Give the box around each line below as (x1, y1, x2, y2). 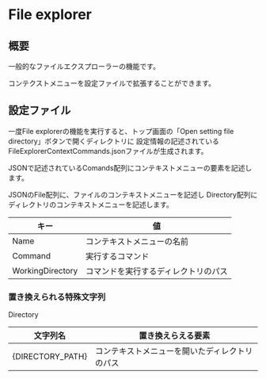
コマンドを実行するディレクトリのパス (85, 266, 228, 277)
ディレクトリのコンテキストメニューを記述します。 (8, 200, 174, 209)
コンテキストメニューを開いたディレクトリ (94, 346, 253, 357)
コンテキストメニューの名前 (85, 235, 188, 247)
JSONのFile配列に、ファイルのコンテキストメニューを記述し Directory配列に (8, 189, 258, 199)
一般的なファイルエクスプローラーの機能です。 (8, 62, 161, 71)
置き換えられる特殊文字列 (8, 291, 106, 302)
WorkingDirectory (12, 265, 78, 276)
